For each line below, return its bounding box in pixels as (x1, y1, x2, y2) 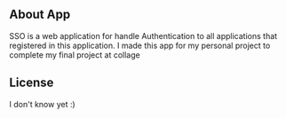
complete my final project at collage (9, 49, 140, 60)
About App (9, 7, 71, 22)
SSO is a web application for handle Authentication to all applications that (9, 30, 278, 41)
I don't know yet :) (9, 98, 75, 109)
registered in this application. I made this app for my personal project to (9, 40, 271, 51)
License (9, 75, 54, 90)
